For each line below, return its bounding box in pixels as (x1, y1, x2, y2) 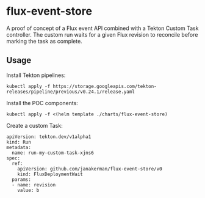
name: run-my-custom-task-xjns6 (12, 150, 95, 156)
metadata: (6, 144, 32, 150)
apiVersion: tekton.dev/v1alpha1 (6, 133, 92, 140)
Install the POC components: (6, 99, 78, 106)
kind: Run (6, 139, 32, 145)
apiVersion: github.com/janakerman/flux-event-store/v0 (17, 166, 163, 172)
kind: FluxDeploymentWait (17, 171, 84, 177)
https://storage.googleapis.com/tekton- (52, 83, 157, 89)
